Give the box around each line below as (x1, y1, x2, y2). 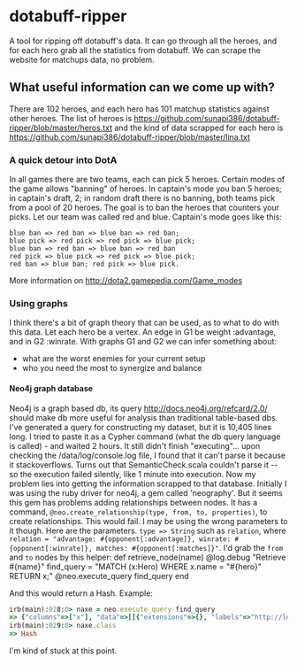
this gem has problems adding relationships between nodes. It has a (9, 497, 258, 507)
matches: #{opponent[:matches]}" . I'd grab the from (95, 542, 284, 553)
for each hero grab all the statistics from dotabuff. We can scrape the (9, 44, 261, 55)
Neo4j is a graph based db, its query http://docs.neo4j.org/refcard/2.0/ (9, 403, 268, 414)
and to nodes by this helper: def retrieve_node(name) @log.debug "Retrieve (9, 552, 286, 562)
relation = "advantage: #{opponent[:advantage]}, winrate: (9, 534, 232, 544)
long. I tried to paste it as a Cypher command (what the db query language (9, 431, 281, 442)
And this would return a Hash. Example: (9, 587, 153, 599)
